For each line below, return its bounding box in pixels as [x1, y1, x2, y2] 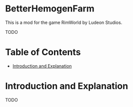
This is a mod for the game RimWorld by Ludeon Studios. [5, 19, 122, 25]
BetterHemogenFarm [5, 3, 95, 14]
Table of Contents [5, 47, 81, 58]
